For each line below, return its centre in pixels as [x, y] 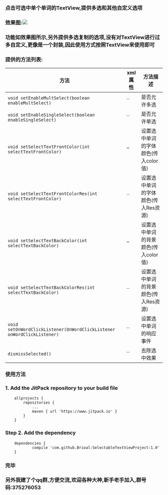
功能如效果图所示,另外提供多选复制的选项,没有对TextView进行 [80, 37]
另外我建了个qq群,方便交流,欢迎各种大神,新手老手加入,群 [73, 480]
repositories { [39, 403]
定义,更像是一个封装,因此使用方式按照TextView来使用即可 [85, 45]
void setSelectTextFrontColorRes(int [52, 194]
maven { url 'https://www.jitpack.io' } [74, 411]
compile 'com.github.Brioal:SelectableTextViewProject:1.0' [96, 447]
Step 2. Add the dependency [40, 433]
